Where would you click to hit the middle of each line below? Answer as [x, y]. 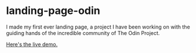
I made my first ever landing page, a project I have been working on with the [98, 27]
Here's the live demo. [32, 44]
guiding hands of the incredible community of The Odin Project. [83, 33]
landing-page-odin [53, 11]
